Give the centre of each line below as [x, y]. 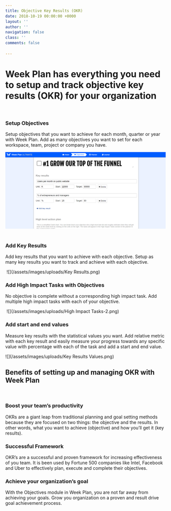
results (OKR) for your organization [81, 95]
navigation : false [25, 32]
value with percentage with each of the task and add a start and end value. [84, 347]
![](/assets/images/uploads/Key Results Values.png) [60, 356]
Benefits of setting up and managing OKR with [80, 372]
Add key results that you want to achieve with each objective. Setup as [79, 257]
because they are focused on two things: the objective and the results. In [82, 422]
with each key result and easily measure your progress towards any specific [85, 341]
